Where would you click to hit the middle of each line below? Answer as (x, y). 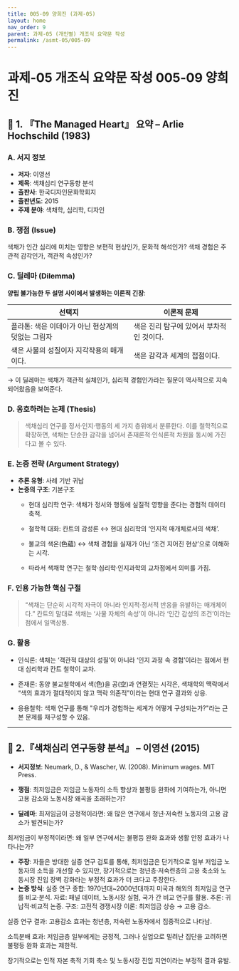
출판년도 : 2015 (38, 201)
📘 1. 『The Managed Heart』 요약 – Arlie (96, 124)
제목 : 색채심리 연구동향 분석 (56, 183)
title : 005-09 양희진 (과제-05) (52, 14)
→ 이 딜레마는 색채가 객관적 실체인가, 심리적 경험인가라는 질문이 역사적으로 (111, 380)
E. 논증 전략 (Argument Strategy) (63, 464)
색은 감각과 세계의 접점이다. (177, 355)
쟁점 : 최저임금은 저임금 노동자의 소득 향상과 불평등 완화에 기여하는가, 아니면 (122, 789)
